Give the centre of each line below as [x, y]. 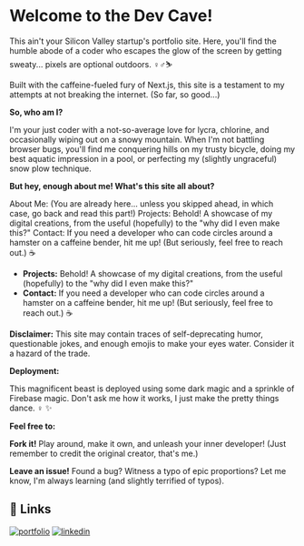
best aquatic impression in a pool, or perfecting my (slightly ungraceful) [143, 158]
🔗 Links [30, 509]
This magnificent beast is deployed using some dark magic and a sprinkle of [152, 389]
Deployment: [34, 370]
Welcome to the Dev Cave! [111, 16]
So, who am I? [36, 112]
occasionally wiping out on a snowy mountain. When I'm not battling [137, 139]
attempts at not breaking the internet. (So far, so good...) [115, 94]
